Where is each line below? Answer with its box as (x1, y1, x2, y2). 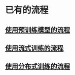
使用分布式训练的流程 (5, 62, 70, 71)
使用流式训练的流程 (5, 44, 64, 52)
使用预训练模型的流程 (5, 26, 70, 34)
